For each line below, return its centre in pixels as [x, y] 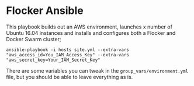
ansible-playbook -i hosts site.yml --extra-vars [68, 50]
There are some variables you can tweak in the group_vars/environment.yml [97, 70]
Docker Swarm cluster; [34, 39]
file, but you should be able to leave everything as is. [70, 77]
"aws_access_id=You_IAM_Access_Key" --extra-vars [68, 55]
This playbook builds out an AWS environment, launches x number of [89, 27]
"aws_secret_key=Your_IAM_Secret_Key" [53, 60]
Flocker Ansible [45, 11]
